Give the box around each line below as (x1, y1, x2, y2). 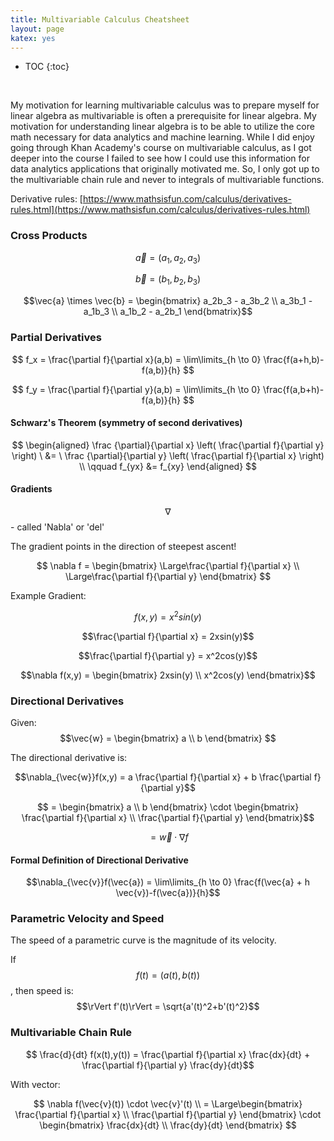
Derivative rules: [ (10, 193, 83, 205)
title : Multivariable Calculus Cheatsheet (10, 14, 190, 25)
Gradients (10, 483, 53, 495)
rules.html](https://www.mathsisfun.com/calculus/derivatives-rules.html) (10, 204, 311, 216)
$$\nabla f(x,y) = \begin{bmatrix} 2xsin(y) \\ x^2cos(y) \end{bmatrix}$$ (20, 669, 316, 681)
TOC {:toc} (24, 61, 70, 73)
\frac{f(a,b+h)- (262, 383, 325, 395)
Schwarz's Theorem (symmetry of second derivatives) (10, 417, 243, 429)
